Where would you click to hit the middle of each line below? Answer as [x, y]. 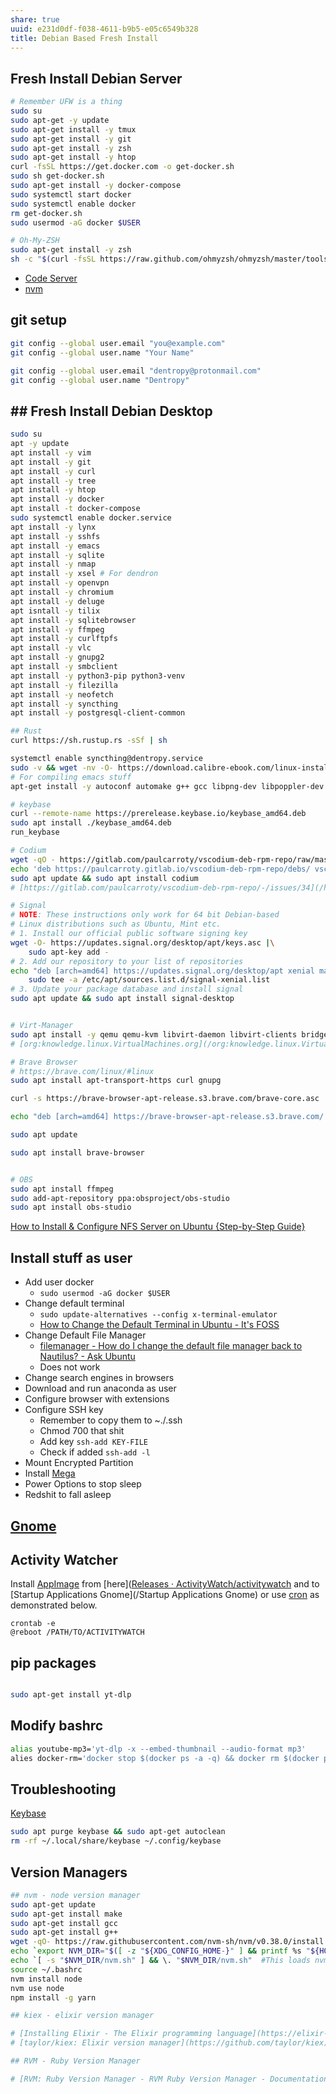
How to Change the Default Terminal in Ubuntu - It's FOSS [159, 1325]
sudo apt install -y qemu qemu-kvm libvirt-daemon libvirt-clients [154, 1034]
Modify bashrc [57, 1726]
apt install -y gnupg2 [57, 657]
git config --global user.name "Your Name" [102, 352]
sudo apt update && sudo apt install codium [104, 878]
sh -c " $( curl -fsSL [53, 259]
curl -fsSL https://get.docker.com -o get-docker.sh [122, 167]
